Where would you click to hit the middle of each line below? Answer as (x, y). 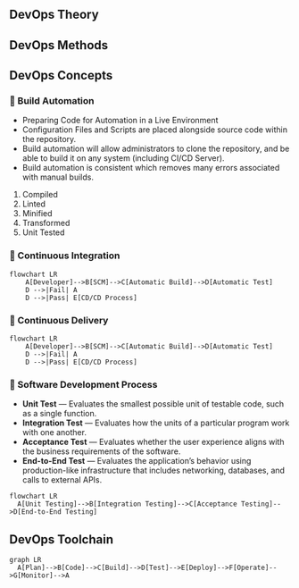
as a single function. (59, 414)
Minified (37, 214)
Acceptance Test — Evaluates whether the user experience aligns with (153, 442)
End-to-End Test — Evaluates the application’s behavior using (137, 461)
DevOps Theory (54, 15)
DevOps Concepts (61, 76)
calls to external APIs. (62, 480)
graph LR (25, 560)
